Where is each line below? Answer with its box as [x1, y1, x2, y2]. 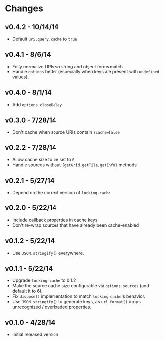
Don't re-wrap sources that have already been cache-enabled [12, 222, 139, 228]
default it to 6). [12, 288, 43, 294]
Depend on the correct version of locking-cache [12, 190, 110, 196]
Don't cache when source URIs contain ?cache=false [12, 129, 120, 135]
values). [12, 74, 29, 80]
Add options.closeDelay [12, 101, 62, 107]
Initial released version [12, 331, 58, 338]
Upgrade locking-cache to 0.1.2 [12, 277, 76, 283]
